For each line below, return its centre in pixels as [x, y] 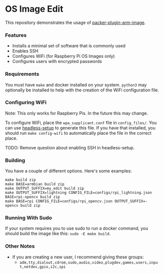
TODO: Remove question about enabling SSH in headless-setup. [70, 148]
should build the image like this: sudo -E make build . [58, 233]
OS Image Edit [34, 9]
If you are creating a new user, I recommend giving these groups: [78, 257]
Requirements [22, 74]
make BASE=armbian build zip [35, 184]
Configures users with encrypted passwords [57, 62]
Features [16, 35]
